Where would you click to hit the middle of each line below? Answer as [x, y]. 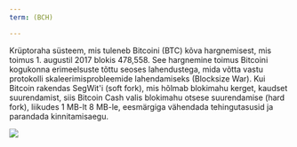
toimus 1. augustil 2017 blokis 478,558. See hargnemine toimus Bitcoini [139, 59]
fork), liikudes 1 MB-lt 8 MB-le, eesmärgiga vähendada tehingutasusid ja [141, 106]
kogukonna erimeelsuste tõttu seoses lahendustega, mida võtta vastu [136, 69]
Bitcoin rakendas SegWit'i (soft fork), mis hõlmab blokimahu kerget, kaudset [148, 88]
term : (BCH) [31, 17]
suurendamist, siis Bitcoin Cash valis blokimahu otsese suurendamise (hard [147, 97]
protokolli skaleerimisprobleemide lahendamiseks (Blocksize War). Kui [137, 78]
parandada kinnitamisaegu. [59, 116]
